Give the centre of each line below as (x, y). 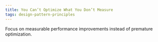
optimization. (19, 34)
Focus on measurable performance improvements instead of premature (79, 28)
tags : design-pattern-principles (40, 14)
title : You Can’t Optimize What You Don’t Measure (59, 10)
